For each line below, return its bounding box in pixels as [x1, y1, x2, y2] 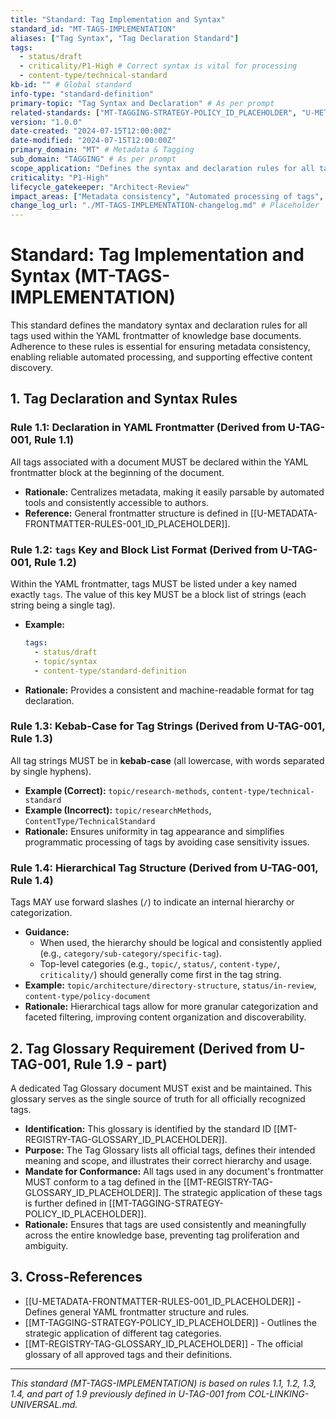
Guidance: [24, 926, 70, 938]
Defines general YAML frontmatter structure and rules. [24, 1306, 250, 1318]
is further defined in [24, 1197, 107, 1209]
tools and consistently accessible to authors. [24, 496, 210, 508]
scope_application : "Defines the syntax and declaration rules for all [10, 163, 315, 173]
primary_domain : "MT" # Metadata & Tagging [10, 145, 195, 155]
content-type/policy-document [24, 992, 152, 1002]
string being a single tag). [10, 599, 116, 611]
